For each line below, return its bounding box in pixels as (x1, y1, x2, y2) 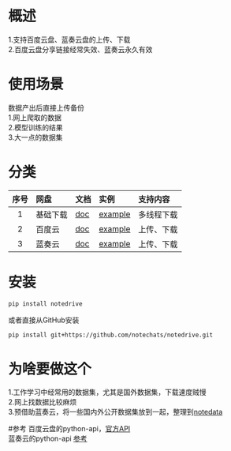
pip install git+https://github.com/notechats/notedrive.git (8, 331, 214, 339)
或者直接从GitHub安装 (8, 315, 80, 325)
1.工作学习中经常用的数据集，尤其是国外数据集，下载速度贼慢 (8, 388, 207, 397)
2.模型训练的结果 (8, 122, 63, 132)
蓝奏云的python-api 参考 (8, 434, 88, 443)
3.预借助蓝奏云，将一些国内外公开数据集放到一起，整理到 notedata (8, 408, 223, 417)
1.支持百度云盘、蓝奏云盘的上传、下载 (8, 35, 131, 44)
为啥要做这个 (8, 360, 92, 378)
